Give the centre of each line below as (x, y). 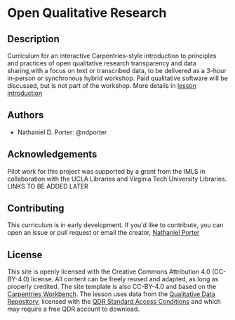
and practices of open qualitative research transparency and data (102, 63)
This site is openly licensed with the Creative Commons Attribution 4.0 (109, 271)
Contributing (36, 209)
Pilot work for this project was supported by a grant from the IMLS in (106, 171)
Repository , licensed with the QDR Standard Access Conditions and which (114, 302)
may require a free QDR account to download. (74, 309)
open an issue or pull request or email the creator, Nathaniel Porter (103, 233)
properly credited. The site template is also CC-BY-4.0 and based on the (112, 287)
